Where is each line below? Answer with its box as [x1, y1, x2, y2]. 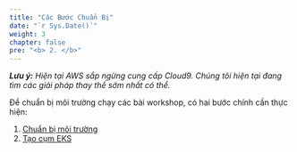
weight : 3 [9, 29, 47, 38]
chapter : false [9, 37, 66, 47]
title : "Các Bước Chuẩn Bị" [9, 12, 115, 22]
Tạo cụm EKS [21, 133, 72, 144]
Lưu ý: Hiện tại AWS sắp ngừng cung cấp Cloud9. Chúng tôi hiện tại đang [9, 70, 283, 81]
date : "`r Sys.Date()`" [9, 21, 98, 30]
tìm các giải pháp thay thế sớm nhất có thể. [9, 80, 171, 91]
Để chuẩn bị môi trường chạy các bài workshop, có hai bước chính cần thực [9, 97, 288, 108]
